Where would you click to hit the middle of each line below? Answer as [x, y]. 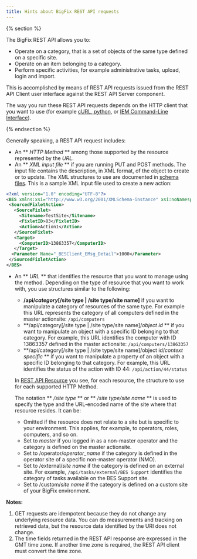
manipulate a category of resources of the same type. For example [104, 306]
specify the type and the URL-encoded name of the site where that [96, 404]
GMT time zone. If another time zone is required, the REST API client [97, 544]
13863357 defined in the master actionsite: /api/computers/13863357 [106, 344]
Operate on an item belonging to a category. [68, 64]
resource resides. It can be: [47, 410]
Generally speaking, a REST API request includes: [66, 140]
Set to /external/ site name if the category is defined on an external [104, 465]
